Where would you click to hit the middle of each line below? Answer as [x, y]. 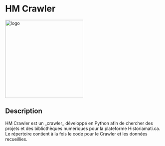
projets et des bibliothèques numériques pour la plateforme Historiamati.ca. [83, 128]
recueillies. [16, 139]
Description [24, 111]
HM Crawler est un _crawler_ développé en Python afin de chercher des [79, 123]
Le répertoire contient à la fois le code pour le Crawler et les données [77, 133]
